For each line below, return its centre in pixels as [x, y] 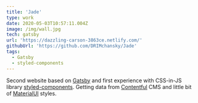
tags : [13, 52]
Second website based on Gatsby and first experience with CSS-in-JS [94, 80]
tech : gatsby [23, 35]
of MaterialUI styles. [31, 93]
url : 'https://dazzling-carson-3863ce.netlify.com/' [74, 40]
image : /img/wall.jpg [34, 29]
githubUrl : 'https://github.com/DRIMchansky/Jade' [72, 46]
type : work [20, 18]
